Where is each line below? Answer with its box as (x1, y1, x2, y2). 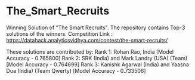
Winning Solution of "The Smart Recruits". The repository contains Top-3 (6, 24, 185, 31)
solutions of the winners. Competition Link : (6, 30, 113, 37)
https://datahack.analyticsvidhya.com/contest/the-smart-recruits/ (6, 36, 168, 44)
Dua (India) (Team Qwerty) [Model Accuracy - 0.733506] (6, 67, 146, 74)
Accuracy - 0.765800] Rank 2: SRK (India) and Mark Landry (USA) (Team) (6, 54, 188, 61)
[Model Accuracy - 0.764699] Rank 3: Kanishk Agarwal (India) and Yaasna (6, 61, 190, 68)
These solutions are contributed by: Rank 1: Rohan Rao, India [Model (6, 48, 174, 55)
